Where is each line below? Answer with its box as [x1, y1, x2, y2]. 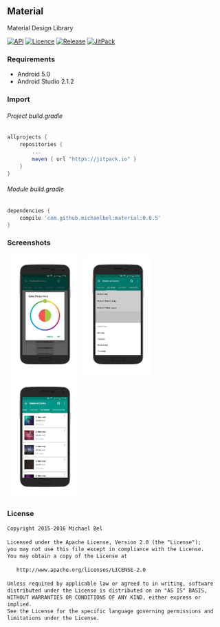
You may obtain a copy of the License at [7, 553, 128, 560]
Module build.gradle [7, 185, 64, 194]
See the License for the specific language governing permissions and [7, 608, 214, 615]
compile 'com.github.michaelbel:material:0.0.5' [19, 214, 162, 221]
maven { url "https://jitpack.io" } [32, 155, 137, 163]
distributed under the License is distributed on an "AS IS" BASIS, [7, 587, 208, 595]
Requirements [7, 54, 56, 64]
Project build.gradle [7, 112, 63, 120]
